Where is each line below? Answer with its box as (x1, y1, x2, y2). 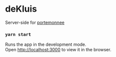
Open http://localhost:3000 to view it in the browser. (5, 47, 112, 53)
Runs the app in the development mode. (5, 41, 86, 47)
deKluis (5, 3, 37, 15)
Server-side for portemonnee (5, 19, 65, 25)
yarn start (5, 32, 31, 37)
